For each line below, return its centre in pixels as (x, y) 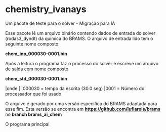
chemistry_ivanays (46, 9)
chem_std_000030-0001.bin (36, 78)
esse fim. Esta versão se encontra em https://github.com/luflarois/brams (83, 109)
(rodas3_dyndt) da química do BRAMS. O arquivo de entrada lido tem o (79, 38)
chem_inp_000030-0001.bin (36, 54)
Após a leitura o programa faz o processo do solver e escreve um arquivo (82, 63)
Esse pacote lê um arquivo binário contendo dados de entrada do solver (80, 33)
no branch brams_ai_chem (34, 114)
